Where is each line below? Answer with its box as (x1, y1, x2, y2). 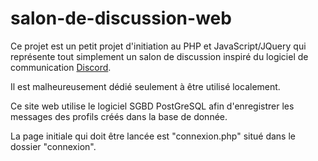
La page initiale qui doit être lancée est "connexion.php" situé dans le (10, 130, 296, 142)
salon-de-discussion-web (10, 7, 232, 30)
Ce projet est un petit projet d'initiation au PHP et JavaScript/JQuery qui (10, 40, 307, 52)
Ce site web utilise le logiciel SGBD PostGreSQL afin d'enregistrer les (10, 100, 295, 112)
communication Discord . (10, 61, 112, 73)
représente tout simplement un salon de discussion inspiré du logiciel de (10, 50, 309, 62)
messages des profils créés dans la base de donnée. (10, 110, 228, 122)
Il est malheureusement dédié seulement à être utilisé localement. (10, 80, 281, 92)
